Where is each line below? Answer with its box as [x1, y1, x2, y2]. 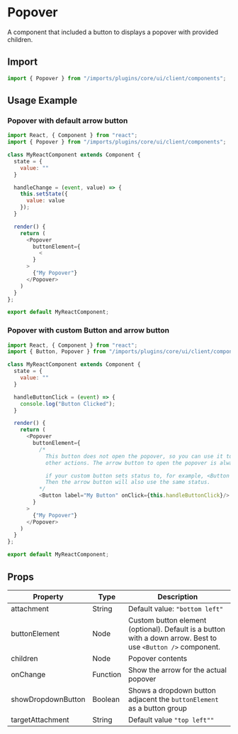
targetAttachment [11, 715, 69, 725]
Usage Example [7, 95, 78, 107]
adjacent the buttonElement [128, 694, 219, 704]
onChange [11, 669, 46, 679]
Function [91, 669, 122, 679]
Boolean [91, 694, 120, 704]
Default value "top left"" [128, 715, 215, 725]
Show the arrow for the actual [128, 665, 227, 675]
